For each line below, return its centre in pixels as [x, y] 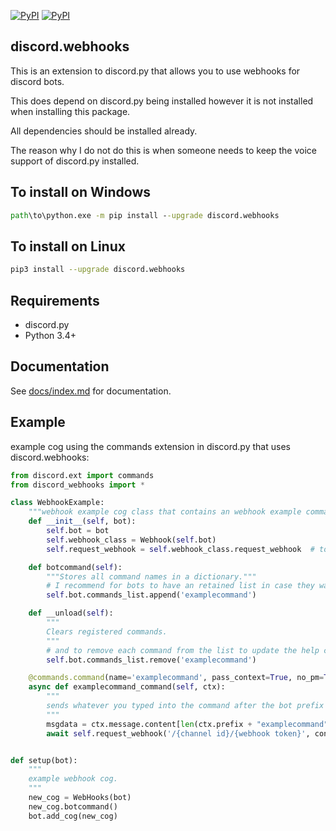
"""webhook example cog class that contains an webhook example [165, 512]
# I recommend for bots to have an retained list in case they [180, 586]
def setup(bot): [44, 760]
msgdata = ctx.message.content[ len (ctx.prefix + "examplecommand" [187, 724]
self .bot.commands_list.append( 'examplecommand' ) [151, 595]
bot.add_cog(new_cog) [73, 816]
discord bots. [37, 81]
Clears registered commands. [107, 631]
